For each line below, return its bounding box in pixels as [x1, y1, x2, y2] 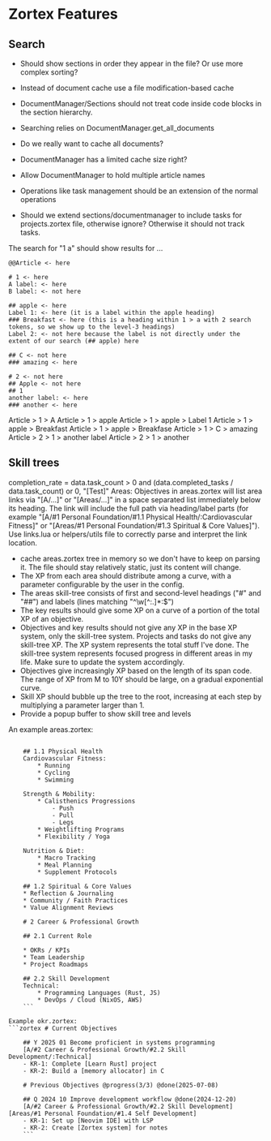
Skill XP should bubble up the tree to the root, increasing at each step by [19, 691, 262, 701]
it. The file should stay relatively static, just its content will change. [19, 562, 241, 572]
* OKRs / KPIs [23, 946, 70, 954]
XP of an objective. [19, 614, 84, 623]
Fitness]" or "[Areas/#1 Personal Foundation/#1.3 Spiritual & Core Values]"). [8, 520, 260, 530]
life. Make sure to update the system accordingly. [19, 657, 185, 666]
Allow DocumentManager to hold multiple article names [19, 170, 205, 179]
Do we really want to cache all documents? [19, 139, 164, 149]
